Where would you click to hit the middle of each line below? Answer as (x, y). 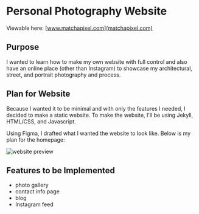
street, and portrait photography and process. (64, 75)
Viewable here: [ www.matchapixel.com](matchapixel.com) (80, 28)
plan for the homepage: (36, 140)
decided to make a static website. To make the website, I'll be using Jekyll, (100, 115)
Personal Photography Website (87, 11)
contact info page (37, 192)
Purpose (23, 47)
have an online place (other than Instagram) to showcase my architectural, (100, 68)
